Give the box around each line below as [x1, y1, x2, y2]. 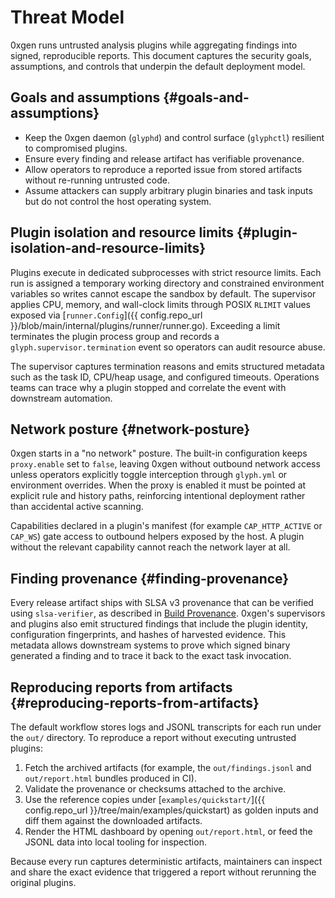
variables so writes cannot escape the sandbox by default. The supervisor [10, 287, 317, 300]
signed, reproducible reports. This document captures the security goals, [10, 49, 312, 61]
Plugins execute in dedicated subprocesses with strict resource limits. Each [10, 266, 322, 278]
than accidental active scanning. [10, 501, 144, 513]
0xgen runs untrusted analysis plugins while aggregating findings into [10, 39, 298, 51]
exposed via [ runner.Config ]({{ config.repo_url [10, 309, 203, 321]
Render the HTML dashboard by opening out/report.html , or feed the [24, 826, 313, 837]
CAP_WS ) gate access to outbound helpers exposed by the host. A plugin [10, 531, 305, 543]
